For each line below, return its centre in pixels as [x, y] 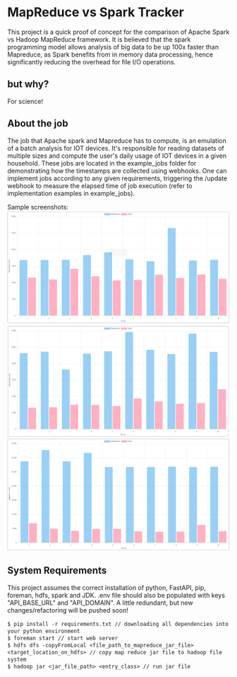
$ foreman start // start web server [63, 638]
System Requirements [57, 571]
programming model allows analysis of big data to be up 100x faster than [113, 47]
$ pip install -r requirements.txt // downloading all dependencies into [118, 624]
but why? [28, 85]
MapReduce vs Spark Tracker [96, 12]
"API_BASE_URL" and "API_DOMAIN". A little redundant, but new [100, 603]
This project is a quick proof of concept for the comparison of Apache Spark [119, 32]
